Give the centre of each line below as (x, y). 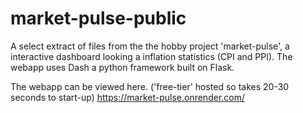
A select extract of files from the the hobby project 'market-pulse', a (150, 46)
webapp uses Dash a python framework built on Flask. (122, 67)
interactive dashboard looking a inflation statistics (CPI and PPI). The (151, 56)
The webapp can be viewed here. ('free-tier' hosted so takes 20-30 (150, 86)
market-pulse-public (98, 18)
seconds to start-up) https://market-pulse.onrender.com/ (128, 97)
